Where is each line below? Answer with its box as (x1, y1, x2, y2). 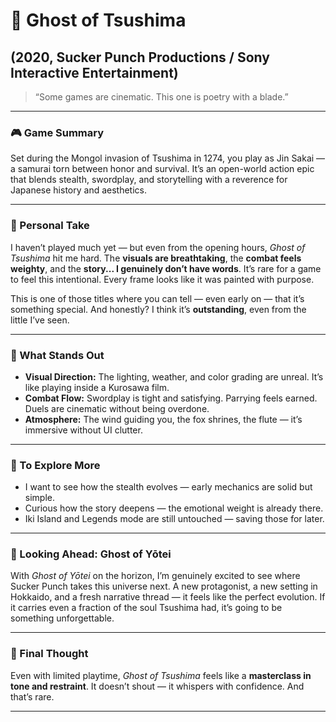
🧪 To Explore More (10, 458, 101, 472)
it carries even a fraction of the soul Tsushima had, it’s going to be (10, 602, 283, 614)
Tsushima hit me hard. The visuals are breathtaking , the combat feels (10, 252, 302, 264)
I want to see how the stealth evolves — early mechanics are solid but (24, 481, 313, 493)
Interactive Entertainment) (10, 64, 179, 81)
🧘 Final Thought (10, 647, 89, 661)
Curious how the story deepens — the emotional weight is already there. (24, 502, 324, 514)
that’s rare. (10, 690, 55, 703)
